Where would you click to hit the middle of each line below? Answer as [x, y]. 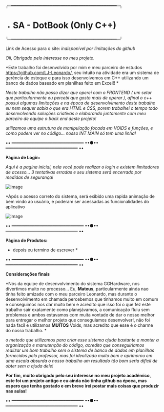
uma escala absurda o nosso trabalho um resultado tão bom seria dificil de [82, 361]
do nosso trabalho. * [26, 330]
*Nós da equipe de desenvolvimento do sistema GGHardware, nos [73, 283]
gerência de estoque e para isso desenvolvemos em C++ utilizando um [77, 78]
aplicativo [15, 207]
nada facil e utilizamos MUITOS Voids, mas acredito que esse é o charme [79, 325]
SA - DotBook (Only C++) [64, 25]
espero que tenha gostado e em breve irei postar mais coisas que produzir [82, 386]
